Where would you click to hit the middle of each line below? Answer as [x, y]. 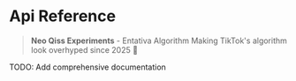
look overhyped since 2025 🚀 [84, 49]
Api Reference [63, 16]
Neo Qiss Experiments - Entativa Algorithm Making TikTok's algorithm [159, 40]
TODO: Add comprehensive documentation [87, 67]
